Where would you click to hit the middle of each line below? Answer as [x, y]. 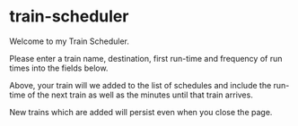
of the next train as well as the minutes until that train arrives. [140, 95]
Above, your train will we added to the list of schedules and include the [140, 85]
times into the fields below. [59, 68]
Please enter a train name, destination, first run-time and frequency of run [146, 58]
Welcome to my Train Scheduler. [70, 41]
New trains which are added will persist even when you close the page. [141, 112]
